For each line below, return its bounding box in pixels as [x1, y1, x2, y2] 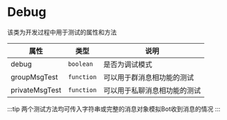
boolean [68, 60, 94, 68]
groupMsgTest [10, 72, 58, 82]
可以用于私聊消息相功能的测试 [103, 85, 201, 95]
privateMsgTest [10, 85, 62, 94]
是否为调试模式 [103, 60, 153, 69]
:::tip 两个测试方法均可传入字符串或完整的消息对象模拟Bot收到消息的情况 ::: [7, 105, 221, 113]
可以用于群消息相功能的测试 [103, 72, 194, 82]
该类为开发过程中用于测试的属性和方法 [7, 28, 117, 36]
